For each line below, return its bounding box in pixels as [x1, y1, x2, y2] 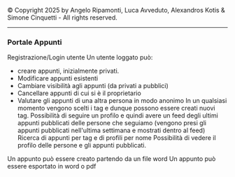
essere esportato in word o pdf [7, 162, 97, 171]
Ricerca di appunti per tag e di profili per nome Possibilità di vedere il [17, 134, 216, 142]
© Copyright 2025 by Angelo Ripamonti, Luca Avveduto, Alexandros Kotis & [7, 6, 225, 14]
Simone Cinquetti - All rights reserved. [7, 13, 117, 22]
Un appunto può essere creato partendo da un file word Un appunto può [7, 155, 216, 163]
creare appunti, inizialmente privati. [17, 66, 120, 76]
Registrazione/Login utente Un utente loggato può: [7, 53, 153, 62]
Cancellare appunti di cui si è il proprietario [17, 89, 141, 97]
